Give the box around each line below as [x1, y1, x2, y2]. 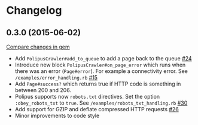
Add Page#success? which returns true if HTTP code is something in [14, 80, 181, 87]
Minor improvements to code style [14, 112, 100, 119]
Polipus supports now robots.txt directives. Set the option [14, 93, 160, 100]
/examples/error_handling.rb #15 [14, 74, 98, 81]
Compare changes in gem [6, 43, 70, 50]
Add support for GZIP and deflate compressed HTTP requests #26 [14, 106, 179, 112]
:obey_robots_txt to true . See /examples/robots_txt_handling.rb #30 [14, 99, 188, 106]
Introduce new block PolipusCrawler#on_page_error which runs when [14, 61, 186, 68]
